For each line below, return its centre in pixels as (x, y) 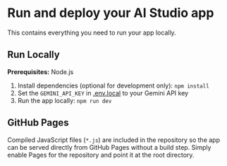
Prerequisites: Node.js (41, 71)
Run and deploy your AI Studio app (111, 13)
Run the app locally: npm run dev (65, 100)
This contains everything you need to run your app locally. (92, 32)
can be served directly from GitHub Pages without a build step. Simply (109, 147)
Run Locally (33, 55)
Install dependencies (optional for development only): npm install (113, 85)
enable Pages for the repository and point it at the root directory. (101, 155)
